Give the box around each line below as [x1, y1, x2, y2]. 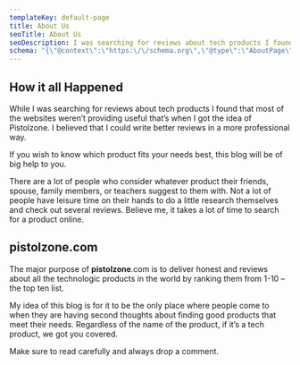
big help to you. [9, 158, 67, 169]
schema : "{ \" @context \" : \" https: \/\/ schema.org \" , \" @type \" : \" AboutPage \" [9, 47, 294, 55]
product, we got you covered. [9, 328, 119, 339]
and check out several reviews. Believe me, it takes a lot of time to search [9, 204, 279, 215]
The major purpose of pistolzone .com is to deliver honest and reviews [9, 263, 269, 274]
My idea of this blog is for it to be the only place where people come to [9, 300, 270, 310]
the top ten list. [9, 283, 64, 293]
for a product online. [9, 214, 85, 225]
